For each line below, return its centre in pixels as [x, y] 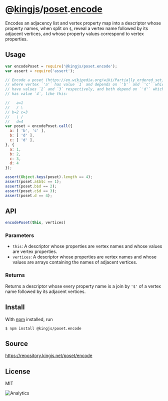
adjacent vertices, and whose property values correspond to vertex [74, 33]
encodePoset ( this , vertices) [35, 223]
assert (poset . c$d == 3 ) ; [31, 191]
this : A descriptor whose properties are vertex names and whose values [87, 246]
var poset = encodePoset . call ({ [39, 126]
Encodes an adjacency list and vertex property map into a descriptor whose [83, 23]
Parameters [19, 235]
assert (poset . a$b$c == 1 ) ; [33, 181]
